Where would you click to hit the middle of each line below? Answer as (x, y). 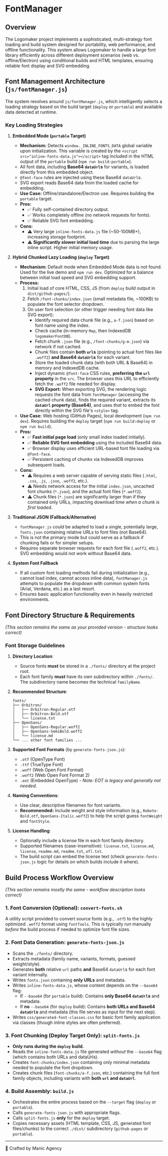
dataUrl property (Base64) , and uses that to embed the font (97, 405)
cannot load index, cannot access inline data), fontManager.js (83, 578)
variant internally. (30, 974)
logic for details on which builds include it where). (88, 862)
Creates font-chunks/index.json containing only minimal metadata (81, 1062)
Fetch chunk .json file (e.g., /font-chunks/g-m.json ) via (92, 341)
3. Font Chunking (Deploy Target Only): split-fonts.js (72, 1035)
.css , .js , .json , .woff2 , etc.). (58, 481)
